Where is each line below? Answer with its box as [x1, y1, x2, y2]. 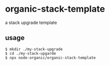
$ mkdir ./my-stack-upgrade [5, 46, 63, 52]
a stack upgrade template [5, 20, 57, 25]
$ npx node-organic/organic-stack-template [5, 55, 96, 60]
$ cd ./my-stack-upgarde [5, 51, 56, 56]
